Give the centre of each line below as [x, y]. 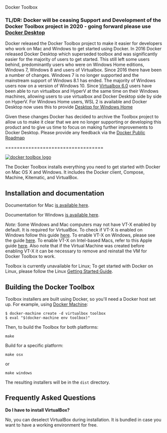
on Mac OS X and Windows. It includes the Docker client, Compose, [75, 172]
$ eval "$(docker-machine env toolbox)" [48, 318]
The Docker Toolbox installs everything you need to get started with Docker [83, 167]
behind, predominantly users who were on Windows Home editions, [75, 65]
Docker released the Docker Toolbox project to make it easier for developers [84, 43]
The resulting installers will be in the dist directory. [58, 382]
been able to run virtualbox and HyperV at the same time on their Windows [82, 91]
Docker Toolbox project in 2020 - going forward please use [78, 26]
